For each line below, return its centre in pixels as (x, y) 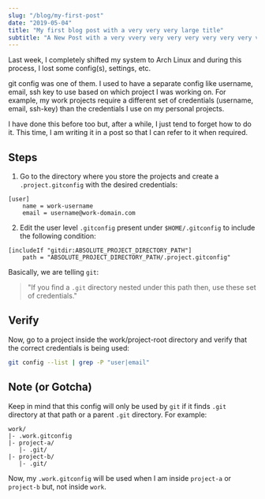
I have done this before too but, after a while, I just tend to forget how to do (130, 124)
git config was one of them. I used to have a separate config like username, (131, 84)
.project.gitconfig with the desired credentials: (99, 185)
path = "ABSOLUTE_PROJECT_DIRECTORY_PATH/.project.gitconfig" (127, 257)
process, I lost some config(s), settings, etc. (80, 69)
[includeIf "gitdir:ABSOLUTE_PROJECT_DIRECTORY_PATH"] (100, 251)
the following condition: (58, 236)
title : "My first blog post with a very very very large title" (116, 30)
